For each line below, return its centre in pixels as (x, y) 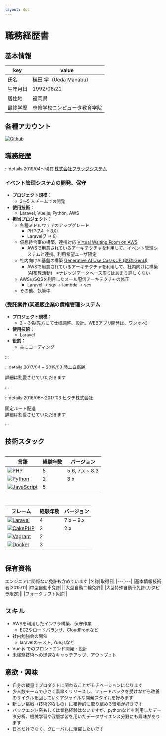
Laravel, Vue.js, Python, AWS (49, 213)
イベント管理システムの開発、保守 (46, 183)
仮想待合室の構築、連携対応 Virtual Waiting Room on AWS (79, 242)
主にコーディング (37, 347)
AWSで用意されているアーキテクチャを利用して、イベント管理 (90, 248)
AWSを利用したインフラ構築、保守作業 (52, 624)
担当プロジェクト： (32, 219)
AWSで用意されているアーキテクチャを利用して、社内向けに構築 (92, 266)
